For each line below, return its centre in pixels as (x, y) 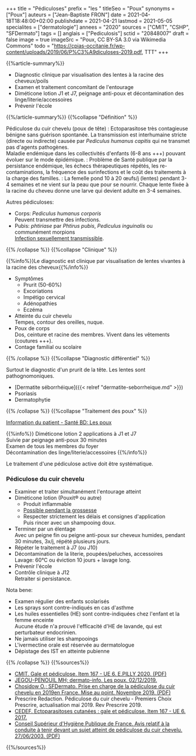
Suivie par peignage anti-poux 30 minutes (57, 440)
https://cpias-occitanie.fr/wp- (90, 46)
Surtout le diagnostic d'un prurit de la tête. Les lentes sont (76, 370)
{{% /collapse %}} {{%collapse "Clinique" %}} (62, 249)
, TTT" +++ (155, 52)
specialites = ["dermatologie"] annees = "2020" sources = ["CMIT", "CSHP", (98, 27)
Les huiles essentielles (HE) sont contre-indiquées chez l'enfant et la (97, 614)
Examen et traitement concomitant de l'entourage (74, 87)
